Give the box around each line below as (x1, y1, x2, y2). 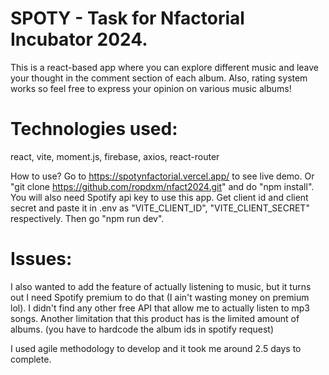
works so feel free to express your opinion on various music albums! (10, 82, 292, 94)
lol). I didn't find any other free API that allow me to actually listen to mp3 (10, 302, 310, 314)
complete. (10, 353, 52, 365)
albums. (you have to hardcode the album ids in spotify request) (10, 323, 275, 335)
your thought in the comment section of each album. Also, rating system (10, 72, 308, 84)
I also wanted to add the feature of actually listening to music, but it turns (10, 280, 312, 292)
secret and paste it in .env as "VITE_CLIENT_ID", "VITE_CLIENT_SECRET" (10, 202, 310, 214)
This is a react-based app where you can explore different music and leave (10, 61, 320, 73)
